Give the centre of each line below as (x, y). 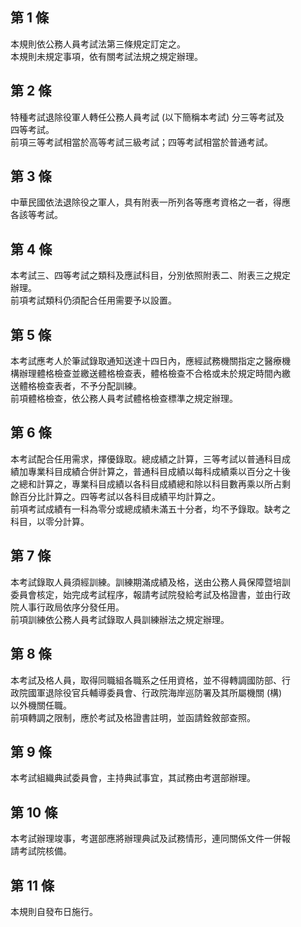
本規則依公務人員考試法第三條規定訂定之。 (98, 44)
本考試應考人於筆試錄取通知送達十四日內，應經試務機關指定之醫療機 (150, 361)
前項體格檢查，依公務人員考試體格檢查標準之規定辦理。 (124, 399)
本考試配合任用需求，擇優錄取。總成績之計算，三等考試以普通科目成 (150, 459)
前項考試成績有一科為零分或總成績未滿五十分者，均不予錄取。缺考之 (150, 509)
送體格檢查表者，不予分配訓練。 (76, 386)
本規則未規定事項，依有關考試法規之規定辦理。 (106, 56)
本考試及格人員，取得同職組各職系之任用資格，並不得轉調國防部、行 (150, 680)
